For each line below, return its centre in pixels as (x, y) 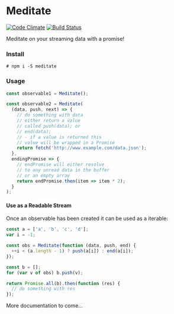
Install (15, 54)
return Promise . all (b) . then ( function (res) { (63, 283)
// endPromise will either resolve (61, 165)
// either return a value (49, 121)
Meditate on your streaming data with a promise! (65, 38)
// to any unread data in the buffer (63, 170)
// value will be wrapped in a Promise (66, 143)
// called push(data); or (49, 126)
